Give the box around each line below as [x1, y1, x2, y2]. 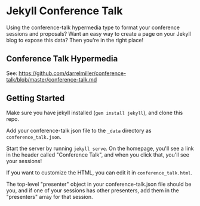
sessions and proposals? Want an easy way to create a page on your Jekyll [6, 30, 191, 37]
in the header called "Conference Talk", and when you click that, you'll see [6, 151, 190, 158]
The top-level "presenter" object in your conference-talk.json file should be [6, 180, 192, 188]
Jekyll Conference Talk [6, 4, 124, 18]
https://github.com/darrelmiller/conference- [19, 70, 127, 77]
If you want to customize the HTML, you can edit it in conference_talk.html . [6, 168, 193, 176]
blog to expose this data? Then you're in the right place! [6, 36, 144, 43]
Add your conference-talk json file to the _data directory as [6, 127, 152, 134]
